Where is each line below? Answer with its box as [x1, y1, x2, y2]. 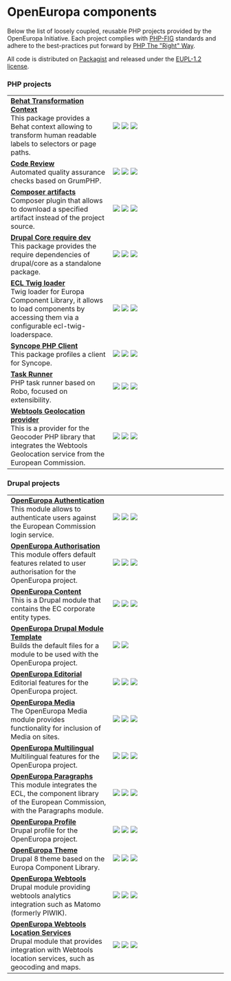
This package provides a [10, 113, 91, 123]
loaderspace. [10, 330, 53, 340]
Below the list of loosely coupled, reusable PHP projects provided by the [7, 27, 212, 35]
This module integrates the [10, 780, 98, 789]
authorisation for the [10, 566, 77, 576]
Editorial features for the [10, 678, 89, 687]
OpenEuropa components [7, 4, 157, 20]
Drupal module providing [10, 882, 91, 892]
